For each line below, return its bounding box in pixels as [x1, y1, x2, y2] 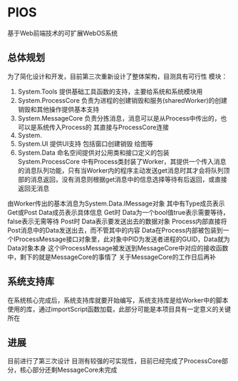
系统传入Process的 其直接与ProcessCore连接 [36, 123, 170, 131]
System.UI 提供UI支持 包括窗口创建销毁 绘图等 [17, 139, 154, 148]
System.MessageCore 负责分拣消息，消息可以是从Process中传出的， [17, 113, 221, 122]
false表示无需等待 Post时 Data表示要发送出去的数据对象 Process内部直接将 [7, 217, 227, 225]
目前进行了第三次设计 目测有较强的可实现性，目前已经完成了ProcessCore [7, 357, 222, 365]
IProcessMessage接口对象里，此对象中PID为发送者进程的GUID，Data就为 [13, 235, 230, 243]
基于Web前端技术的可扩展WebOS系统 [7, 29, 118, 37]
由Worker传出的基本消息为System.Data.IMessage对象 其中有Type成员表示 [7, 199, 226, 208]
